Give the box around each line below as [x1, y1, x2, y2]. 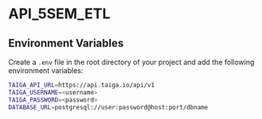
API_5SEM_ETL [8, 5, 111, 23]
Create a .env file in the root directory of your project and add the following [8, 57, 255, 67]
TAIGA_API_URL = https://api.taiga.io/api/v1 [8, 81, 155, 89]
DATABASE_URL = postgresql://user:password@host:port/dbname [8, 103, 209, 111]
